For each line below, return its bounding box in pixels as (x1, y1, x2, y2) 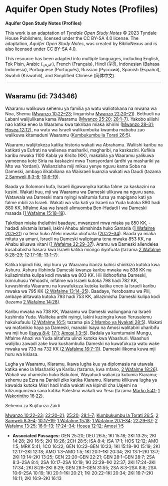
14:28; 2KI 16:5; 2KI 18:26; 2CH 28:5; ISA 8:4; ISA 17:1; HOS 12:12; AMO (12, 438, 158, 444)
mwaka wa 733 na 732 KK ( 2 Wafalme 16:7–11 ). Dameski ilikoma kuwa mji (5, 346, 156, 352)
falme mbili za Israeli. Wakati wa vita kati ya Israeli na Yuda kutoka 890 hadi (5, 199, 160, 205)
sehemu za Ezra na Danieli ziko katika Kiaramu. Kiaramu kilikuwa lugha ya (5, 377, 157, 383)
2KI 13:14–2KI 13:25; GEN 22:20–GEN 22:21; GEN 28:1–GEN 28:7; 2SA (12, 454, 155, 460)
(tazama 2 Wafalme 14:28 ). (5, 298, 61, 304)
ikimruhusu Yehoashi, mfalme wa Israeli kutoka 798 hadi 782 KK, (5, 277, 138, 283)
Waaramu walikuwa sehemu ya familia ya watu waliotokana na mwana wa (5, 105, 157, 111)
